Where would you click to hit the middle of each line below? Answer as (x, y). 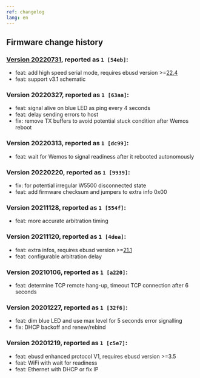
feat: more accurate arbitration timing (62, 221)
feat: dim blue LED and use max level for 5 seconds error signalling (99, 321)
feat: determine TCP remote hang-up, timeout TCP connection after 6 (102, 285)
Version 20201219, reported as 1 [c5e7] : (67, 343)
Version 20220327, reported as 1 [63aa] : (68, 95)
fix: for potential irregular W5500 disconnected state (81, 185)
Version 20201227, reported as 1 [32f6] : (67, 308)
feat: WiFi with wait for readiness (56, 363)
